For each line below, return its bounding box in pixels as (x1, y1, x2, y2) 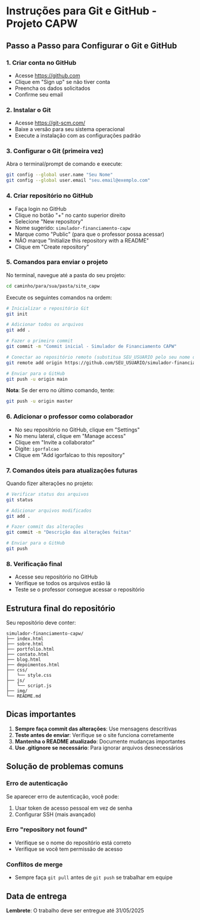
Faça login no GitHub (14, 205, 67, 212)
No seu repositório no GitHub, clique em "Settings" (14, 426, 140, 433)
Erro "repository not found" (6, 825, 88, 834)
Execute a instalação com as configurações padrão (14, 132, 141, 139)
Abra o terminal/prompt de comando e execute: (6, 160, 123, 167)
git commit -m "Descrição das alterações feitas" (6, 529, 132, 536)
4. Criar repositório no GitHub (6, 192, 93, 200)
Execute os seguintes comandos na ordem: (6, 294, 112, 301)
